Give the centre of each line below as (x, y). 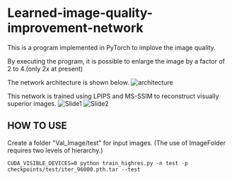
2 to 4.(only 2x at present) (45, 68)
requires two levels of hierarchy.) (56, 150)
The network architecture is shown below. (68, 82)
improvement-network (75, 28)
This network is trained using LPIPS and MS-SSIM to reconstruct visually (113, 96)
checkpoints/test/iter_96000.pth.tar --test (74, 169)
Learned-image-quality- (80, 13)
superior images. (32, 103)
